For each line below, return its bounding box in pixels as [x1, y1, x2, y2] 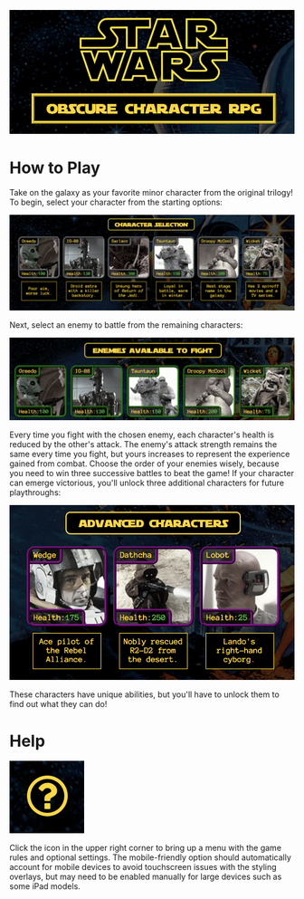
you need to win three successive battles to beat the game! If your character [9, 468, 294, 479]
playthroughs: [9, 487, 62, 498]
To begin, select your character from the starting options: [9, 196, 223, 208]
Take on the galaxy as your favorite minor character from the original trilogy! [9, 187, 294, 198]
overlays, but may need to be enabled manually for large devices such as [9, 871, 282, 883]
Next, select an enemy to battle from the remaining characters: [9, 319, 243, 330]
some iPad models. [9, 881, 81, 892]
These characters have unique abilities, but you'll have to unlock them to [9, 689, 280, 700]
